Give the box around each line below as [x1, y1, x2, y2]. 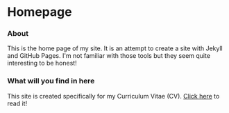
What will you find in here [7, 76, 95, 86]
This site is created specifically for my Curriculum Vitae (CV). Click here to [7, 92, 220, 100]
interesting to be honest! [7, 59, 78, 68]
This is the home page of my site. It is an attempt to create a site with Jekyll [7, 44, 223, 52]
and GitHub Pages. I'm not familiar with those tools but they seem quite [7, 52, 210, 60]
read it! [7, 99, 28, 107]
